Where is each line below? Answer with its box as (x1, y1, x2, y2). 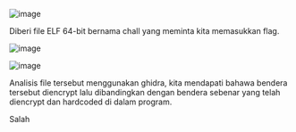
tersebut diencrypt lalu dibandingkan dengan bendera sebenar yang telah (9, 87, 281, 97)
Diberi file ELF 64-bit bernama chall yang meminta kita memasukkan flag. (9, 26, 280, 36)
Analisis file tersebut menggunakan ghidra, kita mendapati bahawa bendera (9, 78, 288, 88)
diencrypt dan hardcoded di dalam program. (9, 96, 173, 107)
